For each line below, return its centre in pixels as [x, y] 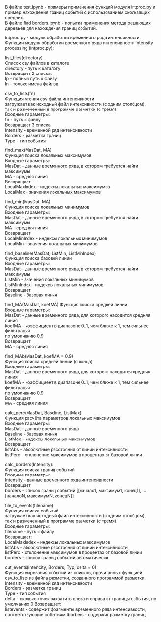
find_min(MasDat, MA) [28, 201]
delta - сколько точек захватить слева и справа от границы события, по [81, 599]
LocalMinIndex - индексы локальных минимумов [56, 238]
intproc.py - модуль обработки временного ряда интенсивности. [73, 37]
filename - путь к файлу [29, 531]
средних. [15, 18]
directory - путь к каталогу [33, 68]
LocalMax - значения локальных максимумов [53, 192]
